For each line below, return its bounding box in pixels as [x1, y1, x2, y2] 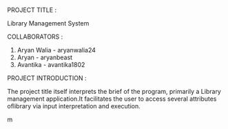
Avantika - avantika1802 [17, 61, 85, 68]
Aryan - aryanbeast [17, 53, 73, 61]
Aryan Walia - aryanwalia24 [17, 46, 96, 54]
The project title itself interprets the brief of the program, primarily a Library [7, 88, 222, 95]
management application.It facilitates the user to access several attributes [7, 95, 217, 103]
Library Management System [7, 19, 90, 27]
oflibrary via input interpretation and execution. [7, 102, 141, 110]
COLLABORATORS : [7, 32, 63, 41]
